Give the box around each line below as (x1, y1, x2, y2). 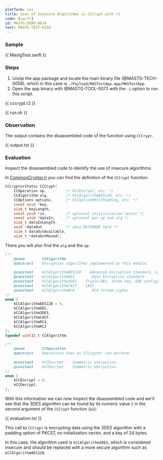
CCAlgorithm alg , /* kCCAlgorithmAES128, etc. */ (14, 193, 131, 198)
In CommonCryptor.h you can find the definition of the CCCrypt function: (5, 175, 149, 181)
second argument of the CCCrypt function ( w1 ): (5, 406, 98, 412)
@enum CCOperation (14, 346, 66, 351)
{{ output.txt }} (5, 142, 34, 148)
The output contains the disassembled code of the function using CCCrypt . (5, 133, 154, 139)
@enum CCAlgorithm (14, 256, 66, 261)
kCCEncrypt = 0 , (14, 378, 47, 383)
